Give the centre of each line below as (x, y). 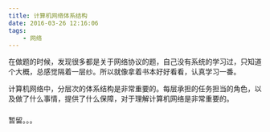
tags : (17, 30)
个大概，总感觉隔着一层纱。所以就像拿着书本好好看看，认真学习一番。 (125, 72)
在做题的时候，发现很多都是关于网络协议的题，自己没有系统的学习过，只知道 (135, 62)
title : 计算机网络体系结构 (48, 16)
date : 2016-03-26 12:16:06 (53, 23)
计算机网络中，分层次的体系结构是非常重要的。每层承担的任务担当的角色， (131, 89)
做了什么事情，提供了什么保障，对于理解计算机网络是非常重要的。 (124, 99)
